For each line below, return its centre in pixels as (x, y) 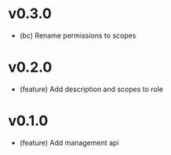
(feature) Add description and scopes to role (91, 89)
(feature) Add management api (69, 142)
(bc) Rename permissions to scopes (78, 35)
